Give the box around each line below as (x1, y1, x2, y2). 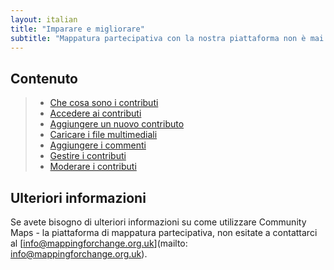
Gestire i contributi (49, 150, 127, 162)
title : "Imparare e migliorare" (10, 24, 145, 34)
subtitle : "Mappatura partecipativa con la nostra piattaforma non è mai (10, 33, 325, 43)
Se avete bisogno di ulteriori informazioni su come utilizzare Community (10, 216, 307, 228)
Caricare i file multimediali (49, 129, 158, 141)
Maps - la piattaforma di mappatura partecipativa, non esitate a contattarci (10, 227, 318, 238)
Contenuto (10, 70, 78, 87)
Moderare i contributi (49, 161, 137, 173)
